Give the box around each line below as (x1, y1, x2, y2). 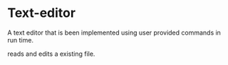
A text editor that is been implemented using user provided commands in (7, 28, 221, 37)
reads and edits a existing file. (7, 49, 95, 58)
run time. (7, 35, 34, 44)
